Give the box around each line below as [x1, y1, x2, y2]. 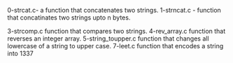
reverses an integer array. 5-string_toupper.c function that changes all [7, 34, 209, 43]
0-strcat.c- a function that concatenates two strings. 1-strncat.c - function [7, 6, 222, 14]
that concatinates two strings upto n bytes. [7, 13, 131, 22]
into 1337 [7, 49, 34, 57]
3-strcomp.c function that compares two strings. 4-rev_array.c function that [7, 27, 226, 35]
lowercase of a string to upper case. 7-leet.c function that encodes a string [7, 42, 224, 50]
